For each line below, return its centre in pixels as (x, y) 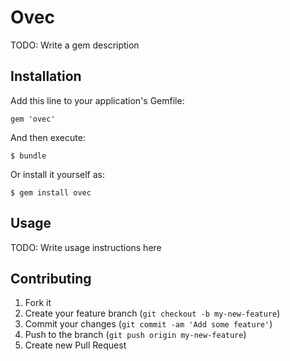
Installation (46, 76)
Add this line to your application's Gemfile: (97, 100)
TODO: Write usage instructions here (86, 247)
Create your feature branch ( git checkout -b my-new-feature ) (152, 313)
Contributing (51, 278)
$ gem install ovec (51, 192)
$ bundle (28, 156)
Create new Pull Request (75, 345)
